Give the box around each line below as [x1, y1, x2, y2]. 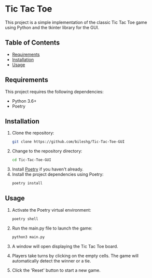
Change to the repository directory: [12, 148, 83, 154]
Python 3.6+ [12, 98, 37, 104]
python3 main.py [12, 234, 45, 239]
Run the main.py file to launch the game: [12, 225, 93, 231]
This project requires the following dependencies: [5, 89, 104, 94]
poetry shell [12, 216, 39, 221]
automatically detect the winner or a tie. [12, 258, 91, 263]
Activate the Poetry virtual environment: [12, 207, 92, 213]
